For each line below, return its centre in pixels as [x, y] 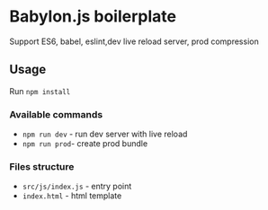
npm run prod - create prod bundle [85, 144]
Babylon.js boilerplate [93, 17]
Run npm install [40, 91]
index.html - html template [72, 196]
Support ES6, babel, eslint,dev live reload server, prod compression [134, 41]
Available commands [56, 114]
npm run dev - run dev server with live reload [105, 134]
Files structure [42, 166]
